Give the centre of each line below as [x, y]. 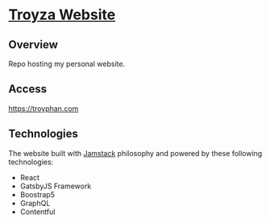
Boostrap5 [37, 194]
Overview [33, 45]
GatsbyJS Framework [56, 186]
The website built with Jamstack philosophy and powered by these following [135, 153]
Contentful [37, 212]
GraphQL [35, 203]
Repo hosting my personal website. [67, 64]
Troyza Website [62, 15]
